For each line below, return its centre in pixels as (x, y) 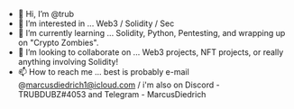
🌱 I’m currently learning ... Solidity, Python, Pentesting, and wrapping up (152, 33)
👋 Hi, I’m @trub (46, 14)
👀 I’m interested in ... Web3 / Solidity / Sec (96, 23)
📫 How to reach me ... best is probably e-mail (103, 72)
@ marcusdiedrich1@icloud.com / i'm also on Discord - (119, 85)
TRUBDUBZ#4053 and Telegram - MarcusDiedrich (112, 94)
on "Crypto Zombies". (58, 42)
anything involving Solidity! (68, 62)
